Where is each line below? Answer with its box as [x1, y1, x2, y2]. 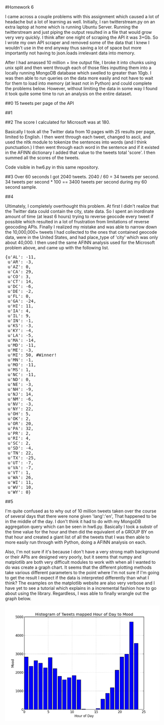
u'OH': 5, [7, 411, 31, 416]
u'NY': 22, [7, 406, 34, 411]
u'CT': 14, [7, 279, 34, 284]
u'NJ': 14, [7, 391, 34, 397]
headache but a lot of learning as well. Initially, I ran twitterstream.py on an [5, 19, 155, 24]
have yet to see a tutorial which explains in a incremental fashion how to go [5, 585, 157, 591]
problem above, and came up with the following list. [5, 245, 109, 250]
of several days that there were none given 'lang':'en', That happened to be [5, 513, 157, 519]
